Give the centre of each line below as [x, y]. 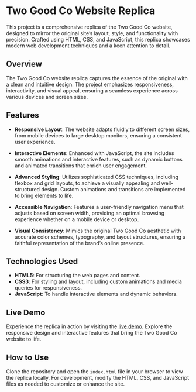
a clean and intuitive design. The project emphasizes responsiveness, [90, 84]
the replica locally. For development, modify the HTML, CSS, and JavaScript [98, 378]
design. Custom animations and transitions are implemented [113, 189]
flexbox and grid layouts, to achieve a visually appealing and [87, 183]
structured [27, 189]
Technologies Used [42, 261]
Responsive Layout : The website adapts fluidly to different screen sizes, [102, 129]
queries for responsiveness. [48, 288]
